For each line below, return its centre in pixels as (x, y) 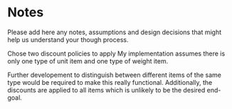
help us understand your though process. (68, 39)
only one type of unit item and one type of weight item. (88, 61)
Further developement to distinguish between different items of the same (115, 75)
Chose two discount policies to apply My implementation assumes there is (116, 53)
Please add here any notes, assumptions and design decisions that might (115, 32)
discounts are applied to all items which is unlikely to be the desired (106, 90)
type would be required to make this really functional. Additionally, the (110, 82)
